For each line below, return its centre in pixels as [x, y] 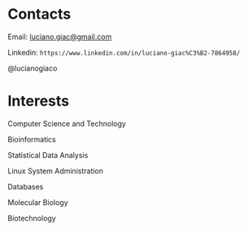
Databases [26, 186]
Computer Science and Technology [67, 124]
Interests [39, 101]
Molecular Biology [38, 202]
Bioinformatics [32, 139]
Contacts [39, 14]
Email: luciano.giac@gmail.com [60, 37]
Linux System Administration [55, 171]
